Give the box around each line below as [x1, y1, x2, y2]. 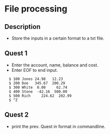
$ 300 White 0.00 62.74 [9, 85, 68, 90]
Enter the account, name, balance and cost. [11, 62, 98, 68]
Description [4, 23, 41, 31]
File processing [4, 3, 68, 14]
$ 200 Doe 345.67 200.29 [9, 80, 66, 85]
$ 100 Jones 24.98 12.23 [9, 76, 63, 81]
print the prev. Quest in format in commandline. [11, 123, 106, 129]
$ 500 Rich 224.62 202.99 [9, 93, 72, 98]
